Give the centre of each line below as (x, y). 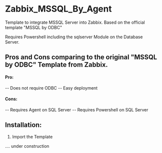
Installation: (24, 125)
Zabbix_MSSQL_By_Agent (58, 9)
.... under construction (27, 146)
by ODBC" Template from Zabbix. (57, 65)
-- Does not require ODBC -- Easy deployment (51, 88)
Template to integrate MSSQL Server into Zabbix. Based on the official (75, 22)
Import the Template (32, 137)
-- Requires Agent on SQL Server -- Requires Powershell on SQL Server (77, 109)
